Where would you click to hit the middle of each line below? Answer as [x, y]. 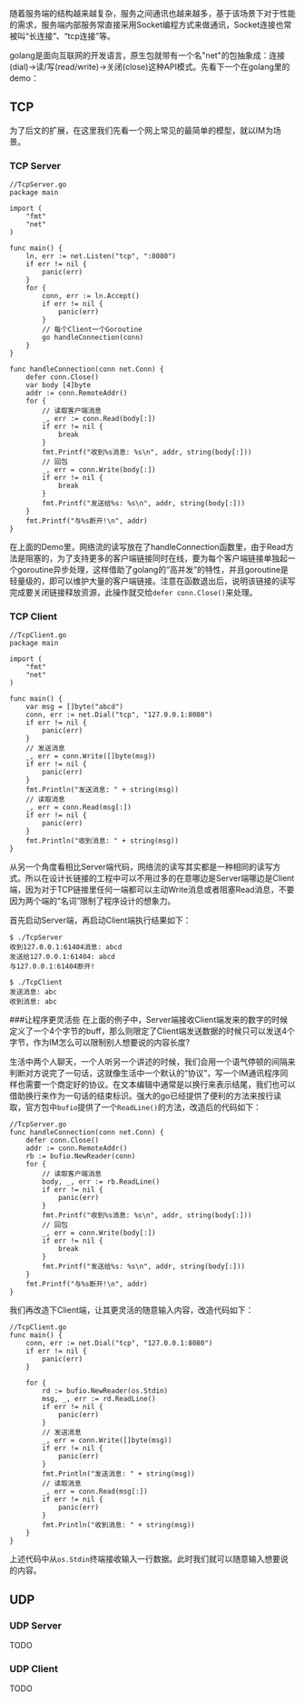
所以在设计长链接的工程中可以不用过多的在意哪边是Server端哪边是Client [160, 878]
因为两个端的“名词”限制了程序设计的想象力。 [93, 901]
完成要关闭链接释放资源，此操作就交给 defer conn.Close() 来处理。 [133, 593]
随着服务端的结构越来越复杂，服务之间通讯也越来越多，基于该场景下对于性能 [152, 13]
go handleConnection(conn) [93, 338]
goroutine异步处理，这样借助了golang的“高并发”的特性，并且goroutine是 [152, 570]
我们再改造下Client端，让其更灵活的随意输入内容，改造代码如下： [132, 1310]
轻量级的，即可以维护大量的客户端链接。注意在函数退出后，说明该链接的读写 [152, 581]
